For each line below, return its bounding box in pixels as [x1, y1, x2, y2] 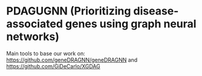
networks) [6, 30, 59, 43]
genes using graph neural [65, 17, 197, 31]
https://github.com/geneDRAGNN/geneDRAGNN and [6, 56, 138, 63]
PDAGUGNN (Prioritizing [6, 4, 131, 18]
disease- [133, 4, 179, 18]
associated [6, 17, 64, 31]
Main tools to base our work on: [6, 49, 86, 57]
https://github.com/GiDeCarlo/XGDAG [6, 62, 101, 70]
